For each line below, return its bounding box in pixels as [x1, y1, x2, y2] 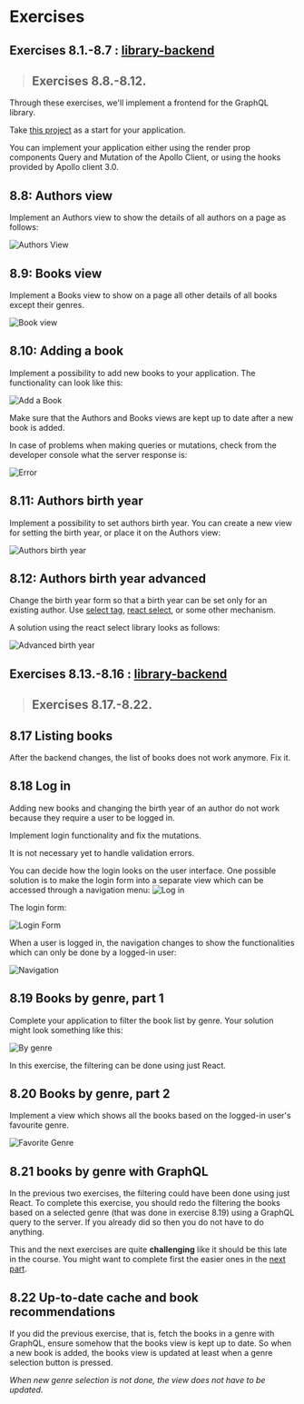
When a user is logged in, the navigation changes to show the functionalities [9, 937, 295, 948]
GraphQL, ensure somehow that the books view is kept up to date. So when [9, 1338, 292, 1349]
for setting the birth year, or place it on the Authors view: [9, 527, 221, 538]
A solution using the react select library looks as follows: [9, 622, 221, 633]
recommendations [9, 1304, 116, 1319]
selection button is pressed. [9, 1357, 113, 1369]
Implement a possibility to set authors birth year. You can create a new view [9, 517, 292, 528]
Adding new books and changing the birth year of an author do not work [9, 802, 279, 813]
